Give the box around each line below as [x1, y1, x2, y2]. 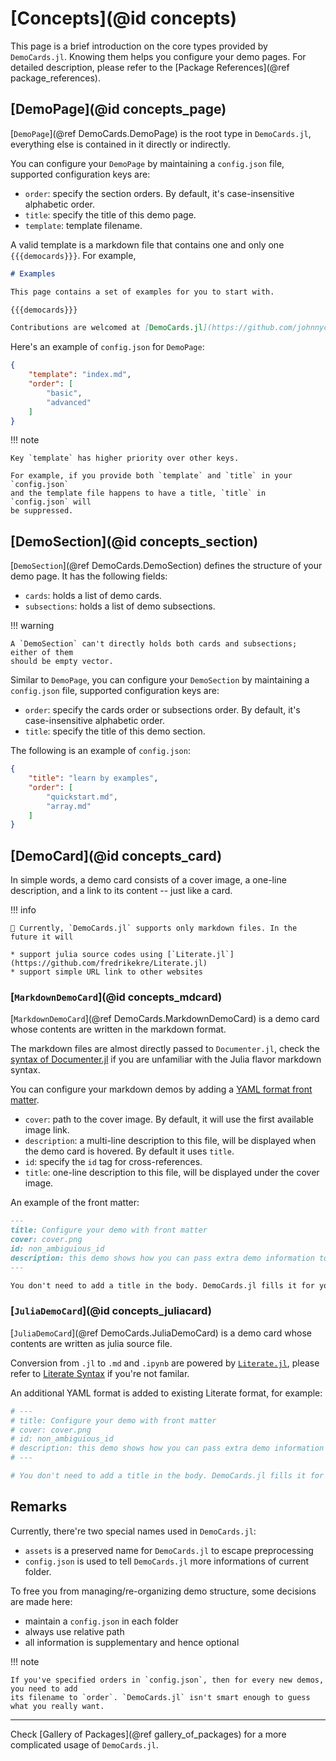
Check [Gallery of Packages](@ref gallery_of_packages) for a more [10, 1728, 287, 1740]
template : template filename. [24, 219, 143, 231]
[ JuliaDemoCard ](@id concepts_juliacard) [10, 1304, 212, 1318]
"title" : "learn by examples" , [28, 773, 159, 784]
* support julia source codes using [10, 950, 163, 960]
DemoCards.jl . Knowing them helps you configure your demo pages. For [10, 50, 307, 62]
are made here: [10, 1595, 73, 1607]
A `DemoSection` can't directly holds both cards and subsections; [10, 639, 298, 649]
